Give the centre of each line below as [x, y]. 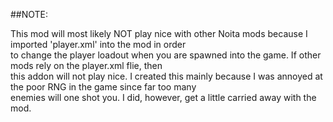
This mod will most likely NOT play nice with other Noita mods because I [159, 33]
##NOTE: [29, 14]
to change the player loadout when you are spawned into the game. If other [166, 55]
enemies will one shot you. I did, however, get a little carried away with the [163, 97]
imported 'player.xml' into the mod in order [98, 44]
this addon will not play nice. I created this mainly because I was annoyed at [166, 76]
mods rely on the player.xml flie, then [86, 65]
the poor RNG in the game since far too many [103, 87]
